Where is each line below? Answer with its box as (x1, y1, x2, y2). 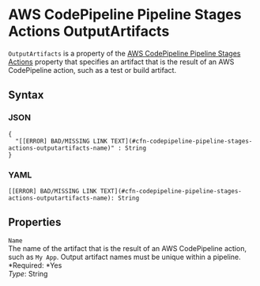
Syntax (8, 89, 44, 102)
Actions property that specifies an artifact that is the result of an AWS (8, 57, 235, 67)
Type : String (8, 269, 48, 278)
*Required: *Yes (8, 260, 62, 270)
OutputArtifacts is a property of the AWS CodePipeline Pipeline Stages (8, 48, 241, 58)
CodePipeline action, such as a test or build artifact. (8, 65, 176, 74)
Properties (8, 215, 62, 229)
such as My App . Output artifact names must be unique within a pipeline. (8, 252, 241, 261)
